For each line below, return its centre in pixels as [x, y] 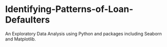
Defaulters [27, 20]
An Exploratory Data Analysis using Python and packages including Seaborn [83, 33]
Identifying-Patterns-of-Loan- [69, 9]
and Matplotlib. [21, 39]
